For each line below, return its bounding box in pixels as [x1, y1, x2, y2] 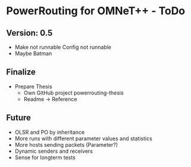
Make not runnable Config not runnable [14, 43, 112, 51]
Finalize [6, 67, 36, 77]
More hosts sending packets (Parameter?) [14, 141, 118, 148]
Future [6, 113, 32, 123]
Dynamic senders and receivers [14, 147, 93, 155]
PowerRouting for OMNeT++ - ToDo [6, 4, 186, 18]
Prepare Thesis [14, 83, 52, 90]
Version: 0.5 [6, 28, 53, 38]
